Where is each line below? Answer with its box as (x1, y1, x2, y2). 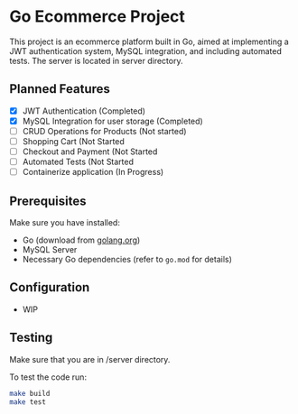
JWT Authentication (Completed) (22, 106, 146, 116)
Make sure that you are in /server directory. (9, 354, 171, 364)
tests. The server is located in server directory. (9, 55, 183, 66)
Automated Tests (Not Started (22, 156, 134, 168)
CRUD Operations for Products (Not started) (22, 125, 187, 136)
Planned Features (9, 81, 111, 97)
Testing (9, 330, 53, 345)
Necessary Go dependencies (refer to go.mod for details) (22, 254, 233, 264)
